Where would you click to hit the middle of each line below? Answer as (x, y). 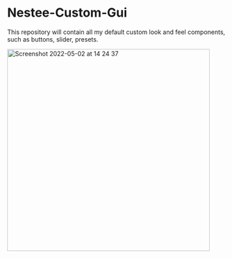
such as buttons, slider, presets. (53, 39)
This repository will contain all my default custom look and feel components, (116, 32)
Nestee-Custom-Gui (67, 13)
